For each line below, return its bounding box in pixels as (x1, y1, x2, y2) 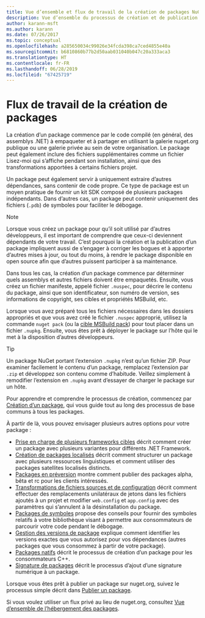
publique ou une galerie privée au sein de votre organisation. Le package (6, 144, 190, 152)
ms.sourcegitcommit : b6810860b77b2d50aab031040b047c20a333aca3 (6, 49, 171, 55)
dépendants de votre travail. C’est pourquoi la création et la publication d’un (6, 238, 197, 245)
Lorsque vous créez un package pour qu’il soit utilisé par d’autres (6, 225, 171, 233)
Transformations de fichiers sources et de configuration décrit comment (15, 484, 197, 491)
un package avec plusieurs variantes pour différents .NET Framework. (15, 445, 192, 452)
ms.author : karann (6, 26, 53, 32)
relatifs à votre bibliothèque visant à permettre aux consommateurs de (15, 516, 192, 524)
